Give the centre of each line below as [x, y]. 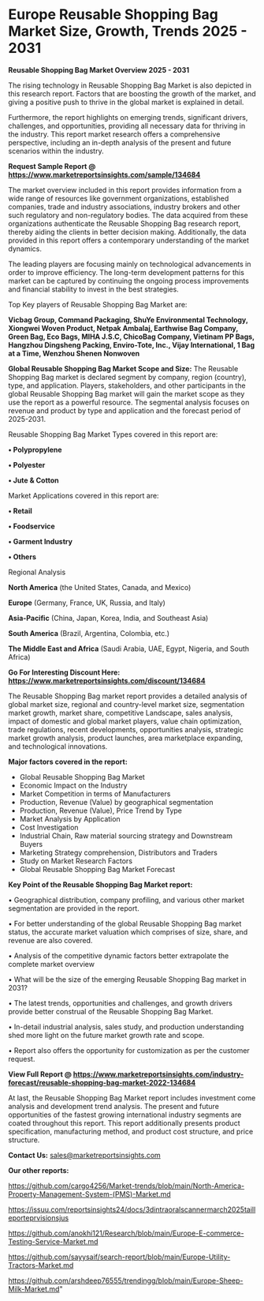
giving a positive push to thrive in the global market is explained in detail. [126, 102]
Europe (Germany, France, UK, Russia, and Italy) [87, 603]
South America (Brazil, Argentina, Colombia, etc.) [89, 633]
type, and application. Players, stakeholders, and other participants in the [127, 385]
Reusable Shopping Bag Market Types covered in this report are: [113, 434]
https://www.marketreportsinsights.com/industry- [158, 1074]
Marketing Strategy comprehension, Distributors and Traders [119, 852]
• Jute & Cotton [33, 480]
